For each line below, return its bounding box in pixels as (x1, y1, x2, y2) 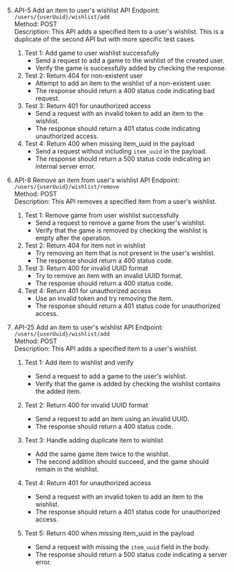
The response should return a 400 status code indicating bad (35, 87, 215, 95)
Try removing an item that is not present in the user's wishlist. (35, 249, 216, 257)
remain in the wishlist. (35, 465, 99, 473)
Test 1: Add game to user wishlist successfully (24, 49, 160, 57)
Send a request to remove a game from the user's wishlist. (35, 218, 206, 227)
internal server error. (35, 162, 96, 170)
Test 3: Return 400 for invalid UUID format (24, 264, 149, 272)
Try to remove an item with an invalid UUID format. (35, 272, 183, 280)
